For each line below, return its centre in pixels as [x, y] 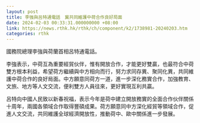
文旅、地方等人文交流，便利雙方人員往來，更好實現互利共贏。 [82, 86]
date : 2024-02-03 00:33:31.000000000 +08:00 [62, 23]
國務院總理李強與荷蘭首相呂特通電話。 [53, 52]
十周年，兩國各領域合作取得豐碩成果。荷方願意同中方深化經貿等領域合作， [97, 106]
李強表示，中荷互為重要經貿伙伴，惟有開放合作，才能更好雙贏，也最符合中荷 [100, 64]
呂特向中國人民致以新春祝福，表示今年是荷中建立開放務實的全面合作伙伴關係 [100, 99]
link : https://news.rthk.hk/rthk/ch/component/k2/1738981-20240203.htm [97, 28]
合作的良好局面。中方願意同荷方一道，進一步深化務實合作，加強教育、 [108, 79]
